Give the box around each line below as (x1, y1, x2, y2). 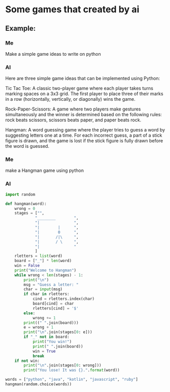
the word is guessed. (5, 143, 50, 149)
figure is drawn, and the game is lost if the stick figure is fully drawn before (5, 138, 163, 144)
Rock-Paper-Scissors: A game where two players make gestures (5, 106, 141, 112)
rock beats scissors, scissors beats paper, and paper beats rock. (5, 117, 141, 123)
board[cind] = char (32, 301, 74, 307)
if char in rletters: (23, 292, 70, 297)
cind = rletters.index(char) (32, 296, 95, 301)
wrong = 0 (14, 206, 36, 211)
